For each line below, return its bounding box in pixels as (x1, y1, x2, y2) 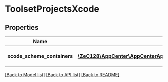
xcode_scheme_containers (7, 53, 73, 59)
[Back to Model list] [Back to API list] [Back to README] (5, 72, 120, 78)
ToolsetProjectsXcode (5, 3, 100, 15)
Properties (5, 23, 39, 32)
